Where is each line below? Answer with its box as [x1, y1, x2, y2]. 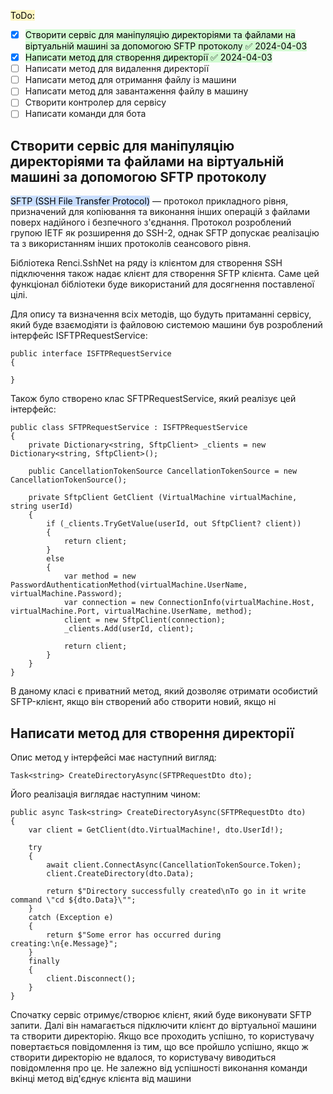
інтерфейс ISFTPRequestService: [10, 330, 148, 342]
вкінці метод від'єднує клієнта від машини [10, 1073, 192, 1085]
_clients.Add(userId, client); [63, 624, 195, 634]
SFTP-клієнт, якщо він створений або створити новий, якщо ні [10, 696, 277, 708]
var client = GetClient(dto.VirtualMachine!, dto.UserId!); [28, 825, 284, 835]
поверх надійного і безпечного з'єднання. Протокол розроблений [10, 216, 292, 229]
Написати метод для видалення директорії [24, 63, 210, 75]
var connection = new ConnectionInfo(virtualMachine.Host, [63, 598, 315, 608]
